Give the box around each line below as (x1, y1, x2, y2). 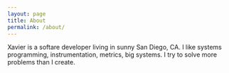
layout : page (7, 10, 46, 18)
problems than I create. (7, 58, 76, 67)
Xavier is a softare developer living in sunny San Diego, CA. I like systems (7, 43, 222, 52)
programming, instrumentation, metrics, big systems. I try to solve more (7, 50, 218, 59)
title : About (7, 17, 46, 24)
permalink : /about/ (7, 23, 65, 30)
